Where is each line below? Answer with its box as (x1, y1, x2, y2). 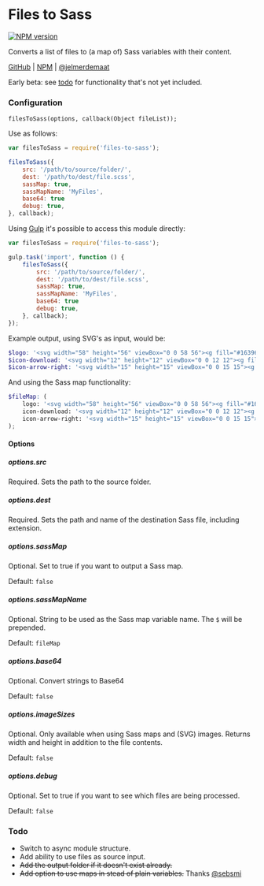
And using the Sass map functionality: (8, 378, 131, 387)
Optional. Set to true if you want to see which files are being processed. (8, 791, 240, 801)
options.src (8, 457, 47, 467)
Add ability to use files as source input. (19, 852, 146, 862)
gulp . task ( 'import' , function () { (8, 253, 125, 261)
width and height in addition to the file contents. (8, 738, 163, 747)
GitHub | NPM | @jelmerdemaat (8, 61, 110, 72)
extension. (8, 523, 42, 533)
